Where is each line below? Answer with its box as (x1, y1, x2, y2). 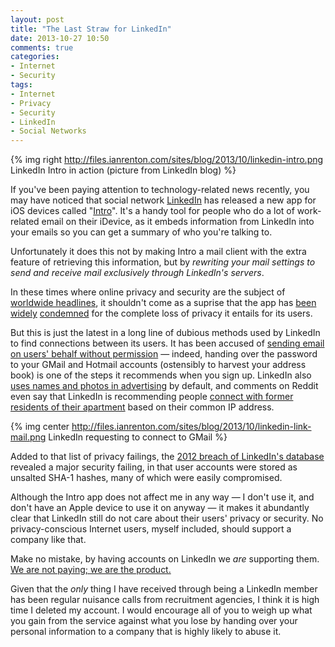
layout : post (10, 14, 65, 25)
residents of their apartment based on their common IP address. (10, 401, 275, 413)
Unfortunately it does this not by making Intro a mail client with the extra (10, 246, 307, 258)
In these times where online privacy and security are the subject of (10, 286, 286, 298)
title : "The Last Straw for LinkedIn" (10, 24, 172, 34)
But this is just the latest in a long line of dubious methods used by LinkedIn (10, 327, 321, 339)
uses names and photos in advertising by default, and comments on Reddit (10, 380, 319, 392)
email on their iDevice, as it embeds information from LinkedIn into (41, 216, 315, 228)
